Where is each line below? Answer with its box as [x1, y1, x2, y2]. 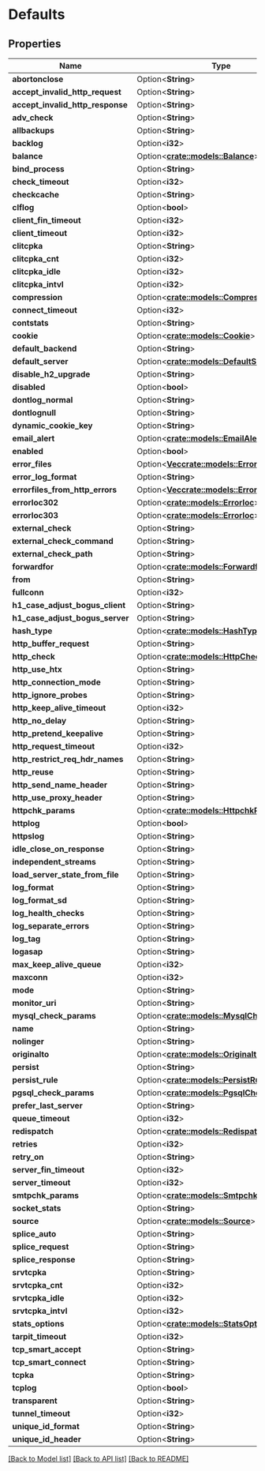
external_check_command [12, 535, 114, 546]
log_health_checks [12, 908, 84, 918]
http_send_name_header [12, 779, 108, 790]
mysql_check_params [12, 1011, 96, 1021]
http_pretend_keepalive [12, 728, 104, 739]
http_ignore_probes [12, 689, 88, 700]
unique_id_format [12, 1421, 80, 1432]
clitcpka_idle [12, 266, 62, 277]
